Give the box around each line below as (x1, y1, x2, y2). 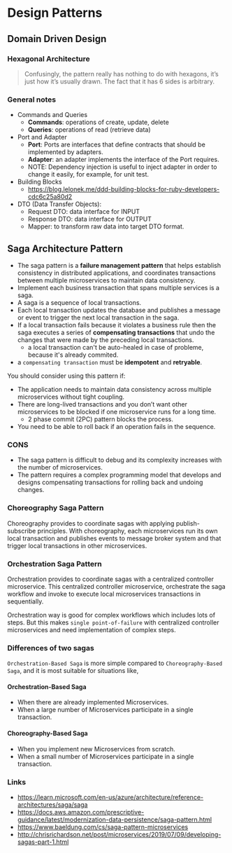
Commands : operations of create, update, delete (27, 118, 169, 127)
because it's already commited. (27, 350, 119, 359)
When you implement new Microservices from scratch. (17, 744, 176, 753)
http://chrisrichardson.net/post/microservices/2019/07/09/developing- (17, 830, 222, 838)
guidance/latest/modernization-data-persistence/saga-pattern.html (17, 815, 212, 824)
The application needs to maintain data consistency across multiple (17, 385, 212, 393)
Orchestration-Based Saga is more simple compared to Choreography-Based (7, 659, 222, 667)
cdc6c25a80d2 (27, 193, 73, 201)
